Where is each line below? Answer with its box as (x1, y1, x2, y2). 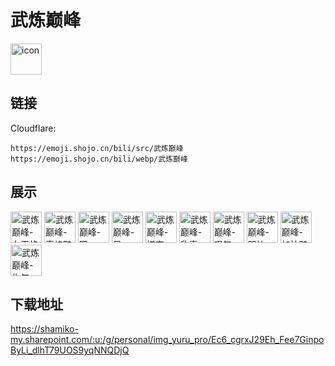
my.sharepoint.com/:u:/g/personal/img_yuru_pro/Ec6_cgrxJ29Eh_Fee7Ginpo (10, 334, 325, 346)
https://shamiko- (10, 323, 79, 335)
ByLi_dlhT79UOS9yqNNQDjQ (10, 344, 130, 356)
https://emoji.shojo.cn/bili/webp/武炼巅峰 (10, 154, 188, 164)
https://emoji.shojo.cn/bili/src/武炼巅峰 (10, 143, 184, 153)
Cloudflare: (10, 122, 57, 134)
